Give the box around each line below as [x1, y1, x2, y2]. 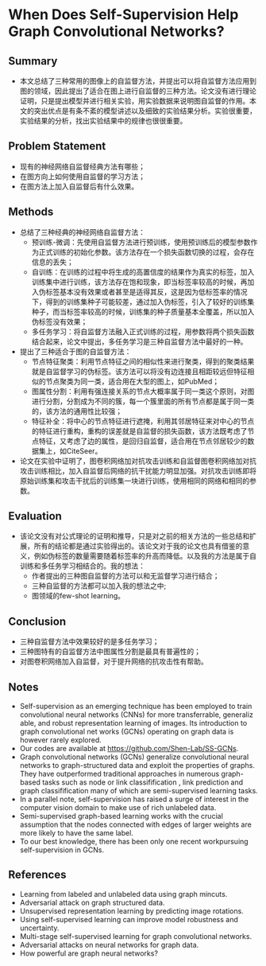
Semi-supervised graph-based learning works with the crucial [19, 812, 224, 821]
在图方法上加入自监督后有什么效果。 [19, 181, 139, 191]
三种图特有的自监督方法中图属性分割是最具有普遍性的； [19, 647, 201, 656]
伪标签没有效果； [31, 317, 88, 326]
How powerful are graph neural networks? [19, 948, 159, 958]
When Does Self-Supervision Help [8, 6, 239, 24]
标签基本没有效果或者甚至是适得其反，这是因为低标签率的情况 [45, 286, 248, 296]
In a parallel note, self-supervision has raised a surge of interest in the [19, 794, 249, 804]
